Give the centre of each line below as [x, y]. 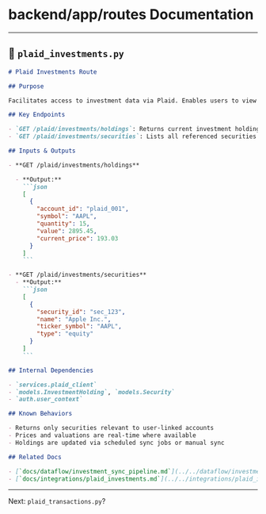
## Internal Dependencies [51, 370]
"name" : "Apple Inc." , [74, 319]
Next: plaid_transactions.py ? [57, 501]
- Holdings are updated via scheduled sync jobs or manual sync [116, 443]
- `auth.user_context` [46, 399]
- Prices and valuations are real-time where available [102, 435]
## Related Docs [35, 457]
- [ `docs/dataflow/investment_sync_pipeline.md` [90, 471]
